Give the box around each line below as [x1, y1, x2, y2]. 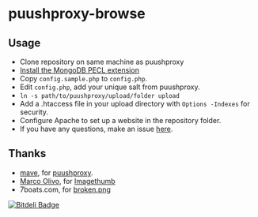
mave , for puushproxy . [19, 167, 93, 178]
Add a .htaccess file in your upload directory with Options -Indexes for [19, 99, 251, 108]
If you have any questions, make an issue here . [19, 124, 173, 133]
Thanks [8, 147, 47, 160]
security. [19, 107, 49, 117]
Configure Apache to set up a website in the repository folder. [19, 116, 222, 125]
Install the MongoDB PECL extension [19, 65, 140, 75]
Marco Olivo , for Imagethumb [19, 176, 116, 185]
